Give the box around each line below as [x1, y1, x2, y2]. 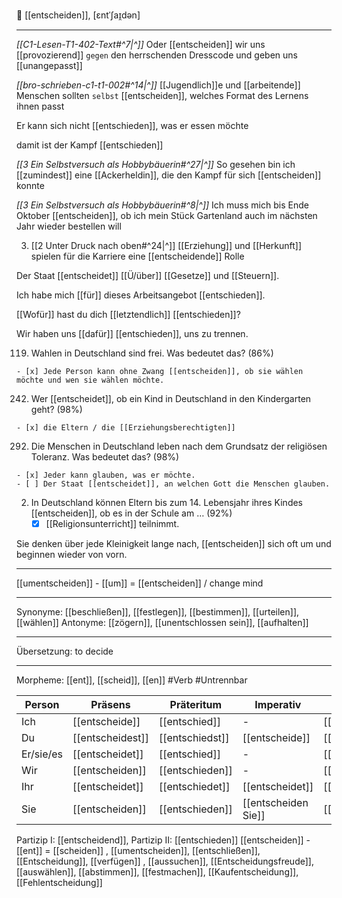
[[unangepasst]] [16, 60, 83, 71]
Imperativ [254, 698, 302, 712]
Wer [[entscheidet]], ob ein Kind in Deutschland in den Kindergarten [30, 393, 312, 404]
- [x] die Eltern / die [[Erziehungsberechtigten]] [16, 423, 236, 433]
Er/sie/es [21, 747, 64, 761]
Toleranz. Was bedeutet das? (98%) [30, 451, 180, 463]
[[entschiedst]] [158, 731, 230, 745]
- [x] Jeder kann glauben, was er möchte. [16, 470, 196, 480]
